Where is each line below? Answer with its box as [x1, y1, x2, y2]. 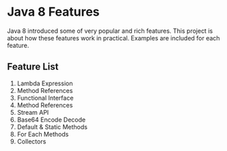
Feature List [7, 61, 59, 72]
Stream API [16, 108, 49, 116]
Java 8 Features [7, 4, 101, 20]
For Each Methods [16, 130, 69, 138]
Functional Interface [16, 94, 74, 102]
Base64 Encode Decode [16, 115, 86, 124]
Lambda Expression [16, 79, 73, 87]
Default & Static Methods [16, 122, 88, 131]
